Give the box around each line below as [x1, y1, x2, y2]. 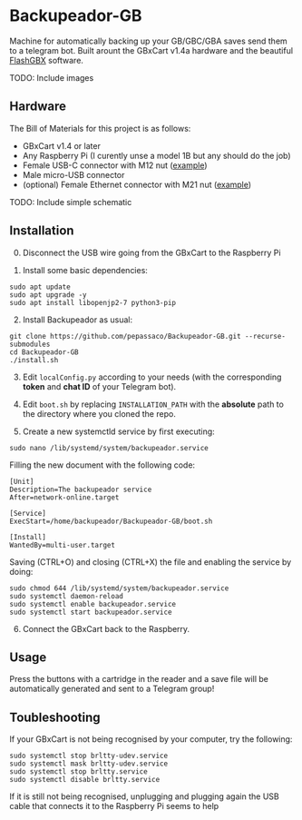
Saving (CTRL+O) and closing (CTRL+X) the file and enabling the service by [9, 556, 292, 568]
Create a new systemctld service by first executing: [22, 426, 215, 437]
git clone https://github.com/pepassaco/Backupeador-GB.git [9, 331, 242, 341]
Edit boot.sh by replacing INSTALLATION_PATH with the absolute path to [22, 399, 284, 410]
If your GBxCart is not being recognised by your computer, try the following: [9, 734, 293, 745]
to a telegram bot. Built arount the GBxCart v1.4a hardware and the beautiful [9, 44, 293, 55]
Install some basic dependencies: [22, 264, 148, 275]
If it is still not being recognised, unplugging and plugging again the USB [9, 791, 279, 802]
